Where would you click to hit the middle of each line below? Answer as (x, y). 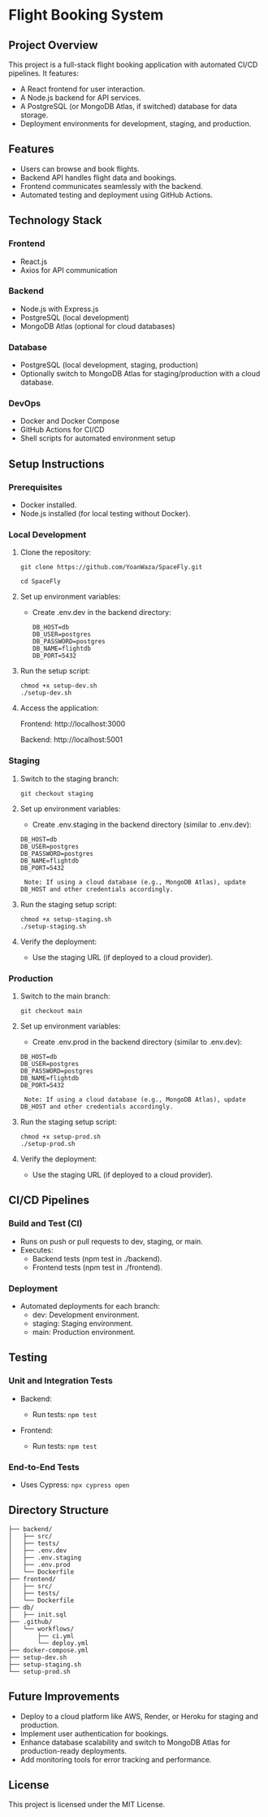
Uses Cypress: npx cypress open (75, 1485)
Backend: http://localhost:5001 (71, 740)
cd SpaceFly (40, 582)
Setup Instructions (56, 464)
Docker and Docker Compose (70, 421)
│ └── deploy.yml (49, 1643)
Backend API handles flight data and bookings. (98, 178)
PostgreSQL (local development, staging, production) (109, 365)
